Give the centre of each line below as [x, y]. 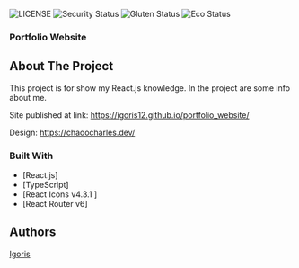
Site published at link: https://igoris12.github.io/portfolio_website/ [129, 115]
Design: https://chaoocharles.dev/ [72, 132]
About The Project [62, 66]
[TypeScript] [45, 185]
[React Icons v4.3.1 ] [60, 194]
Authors [33, 232]
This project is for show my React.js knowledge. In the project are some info [149, 88]
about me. [28, 97]
